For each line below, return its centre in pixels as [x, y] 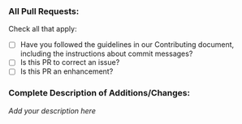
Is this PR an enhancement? [67, 71]
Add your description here [52, 110]
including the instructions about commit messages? [106, 53]
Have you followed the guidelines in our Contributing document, [127, 45]
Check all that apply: [43, 29]
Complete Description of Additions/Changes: [99, 93]
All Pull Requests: [44, 11]
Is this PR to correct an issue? [70, 62]
